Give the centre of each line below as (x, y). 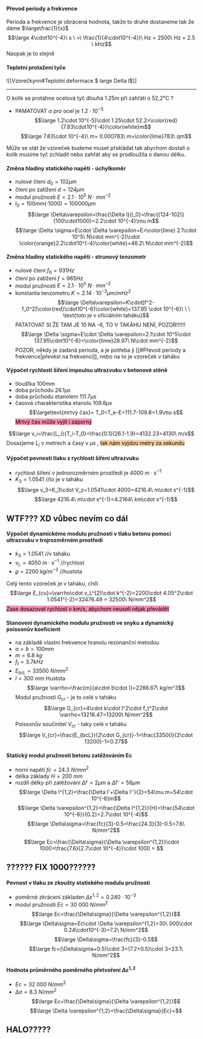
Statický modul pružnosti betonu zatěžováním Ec (69, 755)
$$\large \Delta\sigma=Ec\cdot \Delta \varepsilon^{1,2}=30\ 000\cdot (106, 923)
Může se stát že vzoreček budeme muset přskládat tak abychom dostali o (98, 148)
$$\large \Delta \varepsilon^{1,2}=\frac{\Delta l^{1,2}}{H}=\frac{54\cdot (106, 808)
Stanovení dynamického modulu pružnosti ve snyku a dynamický (90, 623)
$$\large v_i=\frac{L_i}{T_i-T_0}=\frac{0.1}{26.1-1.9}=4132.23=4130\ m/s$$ (101, 434)
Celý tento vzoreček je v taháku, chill (52, 583)
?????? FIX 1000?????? (51, 867)
